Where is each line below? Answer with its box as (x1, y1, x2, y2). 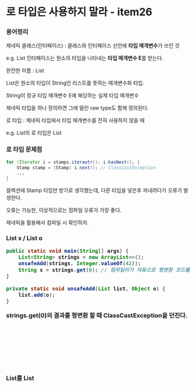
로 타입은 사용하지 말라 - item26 (6, 5, 153, 19)
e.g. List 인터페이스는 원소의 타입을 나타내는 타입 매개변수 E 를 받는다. (6, 55, 164, 62)
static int (6, 371, 37, 378)
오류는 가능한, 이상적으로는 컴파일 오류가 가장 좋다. (6, 206, 122, 214)
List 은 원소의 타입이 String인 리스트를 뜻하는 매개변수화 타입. (6, 80, 145, 87)
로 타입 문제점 (6, 145, 43, 154)
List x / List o (6, 234, 43, 242)
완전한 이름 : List (6, 67, 44, 74)
